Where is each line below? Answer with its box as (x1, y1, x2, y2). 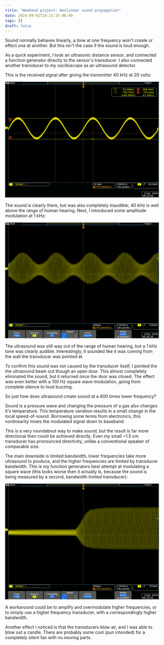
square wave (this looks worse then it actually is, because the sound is (5, 469, 147, 475)
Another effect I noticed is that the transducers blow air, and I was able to (5, 624, 153, 630)
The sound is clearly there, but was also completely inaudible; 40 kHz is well (5, 202, 159, 208)
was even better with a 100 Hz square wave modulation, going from (5, 379, 141, 384)
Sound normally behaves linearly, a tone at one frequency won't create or (5, 37, 153, 44)
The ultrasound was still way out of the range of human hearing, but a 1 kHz (5, 343, 158, 349)
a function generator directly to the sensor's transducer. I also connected (5, 57, 152, 63)
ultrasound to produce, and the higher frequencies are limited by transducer (5, 458, 158, 464)
